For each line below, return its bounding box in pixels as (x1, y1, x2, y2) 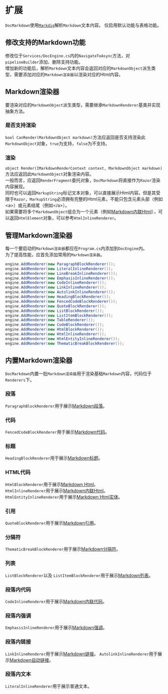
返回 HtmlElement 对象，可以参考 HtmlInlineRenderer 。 (9, 215, 119, 221)
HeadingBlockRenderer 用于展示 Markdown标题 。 (5, 455, 103, 461)
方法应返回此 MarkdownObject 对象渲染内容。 (5, 171, 94, 177)
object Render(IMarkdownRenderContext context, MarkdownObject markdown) (5, 166, 163, 171)
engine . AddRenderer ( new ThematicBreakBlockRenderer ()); (5, 341, 124, 346)
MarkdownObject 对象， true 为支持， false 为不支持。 (5, 140, 110, 146)
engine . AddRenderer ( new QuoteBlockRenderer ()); (5, 303, 107, 309)
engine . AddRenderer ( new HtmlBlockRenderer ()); (5, 327, 104, 332)
